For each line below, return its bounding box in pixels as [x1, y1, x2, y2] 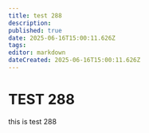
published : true [8, 26, 62, 34]
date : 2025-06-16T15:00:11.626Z [8, 33, 116, 42]
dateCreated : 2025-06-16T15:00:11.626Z [8, 57, 141, 65]
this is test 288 [8, 116, 57, 126]
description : [8, 19, 52, 27]
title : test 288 [8, 11, 62, 20]
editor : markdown [8, 49, 66, 57]
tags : [8, 41, 26, 49]
